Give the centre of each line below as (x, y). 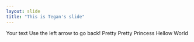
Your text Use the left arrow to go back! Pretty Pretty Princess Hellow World (97, 33)
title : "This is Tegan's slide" (45, 17)
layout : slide (23, 11)
